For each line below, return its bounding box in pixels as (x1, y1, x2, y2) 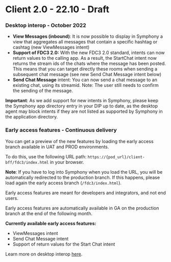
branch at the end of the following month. (5, 210, 93, 217)
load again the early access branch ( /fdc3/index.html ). (5, 180, 121, 186)
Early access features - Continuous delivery (5, 127, 117, 134)
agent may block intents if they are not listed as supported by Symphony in (5, 108, 163, 114)
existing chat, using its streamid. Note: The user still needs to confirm (12, 82, 159, 88)
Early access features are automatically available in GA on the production (5, 205, 159, 211)
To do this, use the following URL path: (5, 153, 87, 159)
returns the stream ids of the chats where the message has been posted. (12, 60, 166, 67)
